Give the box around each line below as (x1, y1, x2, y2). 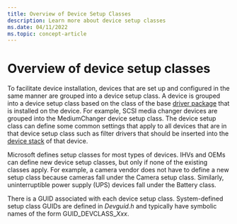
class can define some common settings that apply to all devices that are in (7, 122, 227, 130)
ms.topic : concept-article (7, 30, 87, 38)
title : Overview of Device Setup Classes (7, 10, 132, 18)
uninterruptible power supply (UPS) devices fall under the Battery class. (7, 181, 217, 189)
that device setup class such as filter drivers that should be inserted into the (7, 129, 229, 138)
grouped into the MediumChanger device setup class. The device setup (7, 114, 216, 123)
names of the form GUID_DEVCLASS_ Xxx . (7, 210, 129, 218)
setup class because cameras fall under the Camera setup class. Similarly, (7, 173, 224, 181)
